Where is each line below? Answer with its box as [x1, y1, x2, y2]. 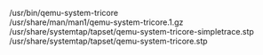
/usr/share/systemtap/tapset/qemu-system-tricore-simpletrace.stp [9, 27, 255, 36]
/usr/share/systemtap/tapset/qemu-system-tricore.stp [9, 35, 208, 46]
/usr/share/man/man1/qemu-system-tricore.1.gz [9, 17, 184, 27]
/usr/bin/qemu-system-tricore [9, 8, 118, 18]
